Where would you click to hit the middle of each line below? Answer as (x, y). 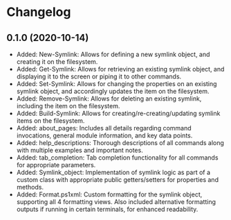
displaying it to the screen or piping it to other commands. (99, 76)
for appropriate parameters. (56, 165)
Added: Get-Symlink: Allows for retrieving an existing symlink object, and (120, 69)
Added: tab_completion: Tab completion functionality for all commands (117, 158)
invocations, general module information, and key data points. (104, 135)
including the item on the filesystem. (68, 106)
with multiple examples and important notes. (80, 150)
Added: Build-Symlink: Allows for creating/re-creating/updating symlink (118, 113)
